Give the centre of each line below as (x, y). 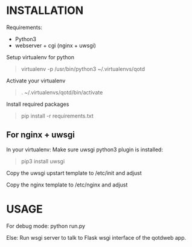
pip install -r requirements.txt (57, 116)
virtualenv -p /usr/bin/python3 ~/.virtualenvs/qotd (83, 69)
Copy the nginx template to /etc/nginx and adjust (67, 185)
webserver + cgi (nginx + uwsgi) (56, 45)
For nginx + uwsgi (41, 135)
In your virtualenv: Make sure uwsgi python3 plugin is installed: (85, 150)
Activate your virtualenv (36, 81)
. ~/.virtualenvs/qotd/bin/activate (62, 92)
